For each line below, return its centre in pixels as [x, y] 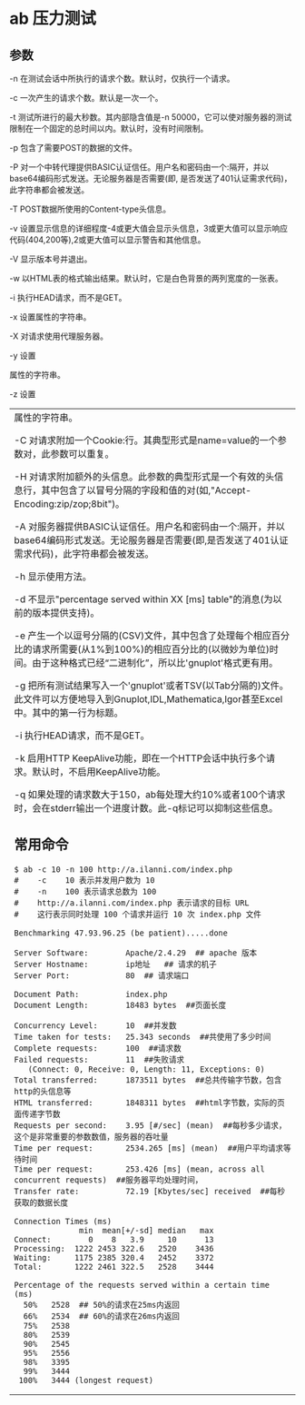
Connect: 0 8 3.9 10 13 [114, 1239]
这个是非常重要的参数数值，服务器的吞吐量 [91, 1137]
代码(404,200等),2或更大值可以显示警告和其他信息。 [108, 240]
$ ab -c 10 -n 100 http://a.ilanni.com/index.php [123, 869]
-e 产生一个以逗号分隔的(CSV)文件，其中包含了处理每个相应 [143, 635]
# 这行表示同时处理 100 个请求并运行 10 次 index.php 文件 [138, 914]
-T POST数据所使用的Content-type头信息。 [90, 209]
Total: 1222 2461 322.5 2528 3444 [114, 1266]
